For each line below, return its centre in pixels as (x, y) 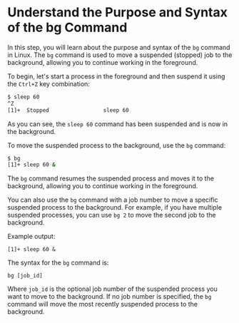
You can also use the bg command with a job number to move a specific (113, 200)
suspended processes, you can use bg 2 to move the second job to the (112, 215)
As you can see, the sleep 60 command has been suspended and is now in (118, 124)
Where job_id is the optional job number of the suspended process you (112, 289)
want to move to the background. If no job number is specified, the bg (110, 297)
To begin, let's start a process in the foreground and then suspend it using (116, 76)
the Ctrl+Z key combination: (49, 83)
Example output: (31, 237)
